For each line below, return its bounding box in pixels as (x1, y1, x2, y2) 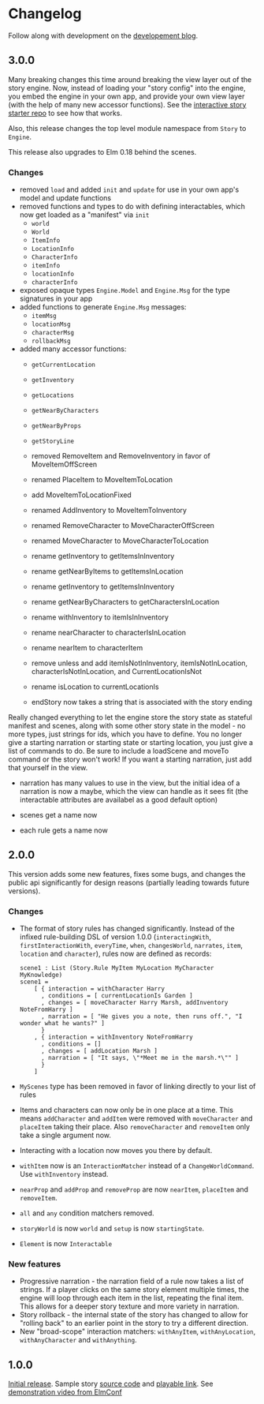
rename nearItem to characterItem (31, 643, 143, 653)
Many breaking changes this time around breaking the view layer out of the (8, 74, 252, 84)
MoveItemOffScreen (31, 459, 98, 470)
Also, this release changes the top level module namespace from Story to (8, 123, 247, 133)
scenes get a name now (19, 811, 98, 820)
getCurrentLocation (31, 361, 96, 369)
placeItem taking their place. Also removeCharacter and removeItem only (19, 1122, 251, 1132)
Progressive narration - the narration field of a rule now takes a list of (19, 1276, 244, 1286)
